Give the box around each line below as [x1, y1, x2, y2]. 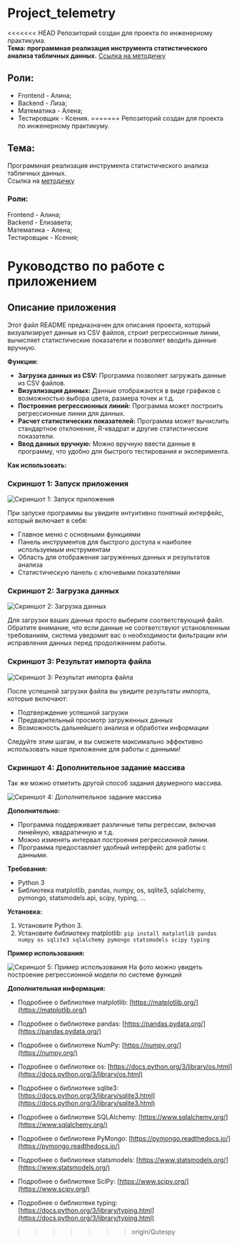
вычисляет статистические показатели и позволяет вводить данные [7, 336, 217, 344]
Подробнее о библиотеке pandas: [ [17, 1019, 125, 1028]
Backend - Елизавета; [7, 218, 73, 226]
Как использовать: [7, 461, 67, 469]
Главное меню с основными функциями [17, 530, 141, 539]
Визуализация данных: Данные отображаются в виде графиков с [17, 386, 221, 394]
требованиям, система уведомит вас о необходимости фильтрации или [7, 631, 228, 640]
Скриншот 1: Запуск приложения [7, 479, 128, 489]
